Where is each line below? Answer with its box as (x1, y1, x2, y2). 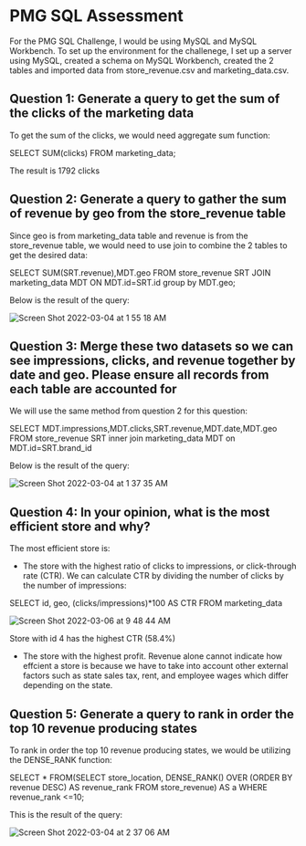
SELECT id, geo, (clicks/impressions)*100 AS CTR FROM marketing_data (9, 598, 283, 609)
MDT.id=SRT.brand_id (9, 443, 93, 454)
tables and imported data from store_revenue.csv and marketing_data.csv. (9, 65, 290, 76)
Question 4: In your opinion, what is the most (9, 504, 270, 520)
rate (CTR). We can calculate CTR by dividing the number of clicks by (22, 570, 285, 581)
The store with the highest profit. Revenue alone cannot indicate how (22, 651, 283, 662)
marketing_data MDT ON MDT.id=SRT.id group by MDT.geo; (9, 277, 236, 287)
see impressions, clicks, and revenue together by (9, 352, 296, 368)
